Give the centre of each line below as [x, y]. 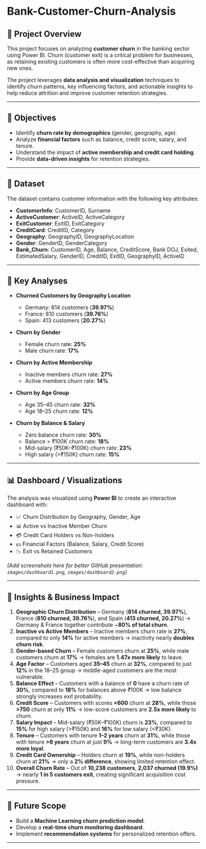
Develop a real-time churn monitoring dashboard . [80, 827]
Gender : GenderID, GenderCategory [61, 243]
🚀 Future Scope [37, 806]
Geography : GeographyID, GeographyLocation [75, 236]
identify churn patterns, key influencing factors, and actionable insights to [100, 86]
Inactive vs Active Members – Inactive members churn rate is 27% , [101, 632]
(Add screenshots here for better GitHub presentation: [75, 565]
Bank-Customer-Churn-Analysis [91, 11]
